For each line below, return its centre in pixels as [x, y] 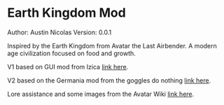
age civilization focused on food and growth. [72, 53]
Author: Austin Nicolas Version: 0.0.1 [59, 32]
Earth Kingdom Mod [66, 13]
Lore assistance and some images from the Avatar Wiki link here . [101, 94]
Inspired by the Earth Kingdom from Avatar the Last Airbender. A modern [112, 45]
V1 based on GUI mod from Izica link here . [68, 66]
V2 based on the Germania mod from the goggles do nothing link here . [109, 80]
